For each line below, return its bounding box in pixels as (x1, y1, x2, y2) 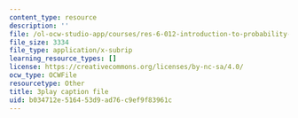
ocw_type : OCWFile (9, 71, 77, 80)
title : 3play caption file (9, 87, 109, 96)
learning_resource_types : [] (9, 54, 117, 63)
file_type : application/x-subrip (9, 46, 133, 55)
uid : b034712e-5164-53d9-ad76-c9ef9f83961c (9, 95, 173, 105)
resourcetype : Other (9, 79, 86, 88)
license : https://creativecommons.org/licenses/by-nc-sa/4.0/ (9, 63, 244, 72)
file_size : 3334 (9, 37, 69, 47)
